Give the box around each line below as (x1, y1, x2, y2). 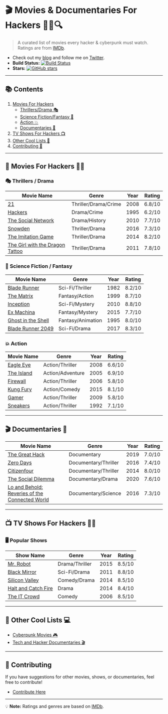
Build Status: (12, 60, 40, 66)
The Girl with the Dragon (7, 242, 65, 249)
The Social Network (7, 217, 54, 224)
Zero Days (7, 459, 32, 466)
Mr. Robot (7, 560, 31, 567)
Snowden (7, 225, 30, 232)
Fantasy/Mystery (58, 308, 98, 315)
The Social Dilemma (7, 475, 55, 482)
